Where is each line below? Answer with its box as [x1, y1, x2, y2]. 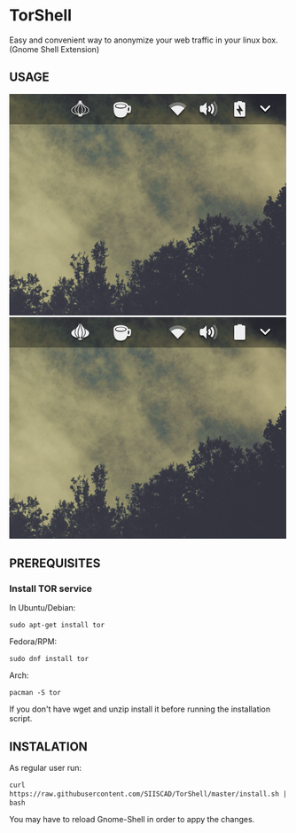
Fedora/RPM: [9, 636, 58, 647]
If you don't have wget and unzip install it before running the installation [9, 704, 271, 714]
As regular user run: [9, 763, 82, 774]
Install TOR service [9, 582, 93, 595]
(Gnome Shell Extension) [9, 43, 100, 54]
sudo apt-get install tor [9, 621, 105, 630]
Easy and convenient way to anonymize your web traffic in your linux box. [9, 35, 278, 45]
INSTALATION [9, 739, 89, 754]
